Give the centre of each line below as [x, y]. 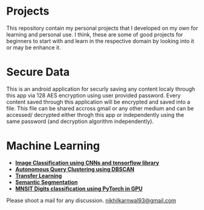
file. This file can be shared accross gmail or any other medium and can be [100, 108]
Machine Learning [53, 146]
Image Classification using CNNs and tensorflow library [87, 163]
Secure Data [38, 72]
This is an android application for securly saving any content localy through [101, 89]
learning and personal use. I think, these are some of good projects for [95, 34]
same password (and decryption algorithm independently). [80, 121]
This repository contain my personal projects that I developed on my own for [102, 28]
